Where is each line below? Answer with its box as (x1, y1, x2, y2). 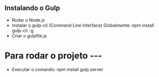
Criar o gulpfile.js (11, 33, 47, 38)
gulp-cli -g (11, 27, 34, 34)
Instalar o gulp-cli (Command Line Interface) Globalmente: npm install (11, 22, 154, 28)
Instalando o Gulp (4, 4, 60, 12)
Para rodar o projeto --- (4, 50, 103, 61)
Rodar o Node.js (11, 17, 45, 23)
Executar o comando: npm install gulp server (11, 66, 104, 72)
